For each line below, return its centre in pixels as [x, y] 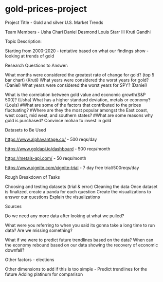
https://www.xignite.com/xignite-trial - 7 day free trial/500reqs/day [72, 168]
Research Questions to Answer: [37, 65]
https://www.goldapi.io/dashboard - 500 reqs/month [58, 149]
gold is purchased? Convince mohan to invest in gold [58, 120]
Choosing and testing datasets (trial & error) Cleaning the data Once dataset [81, 187]
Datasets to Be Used [26, 130]
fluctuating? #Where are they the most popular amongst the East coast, [77, 110]
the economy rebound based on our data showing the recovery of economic [81, 245]
